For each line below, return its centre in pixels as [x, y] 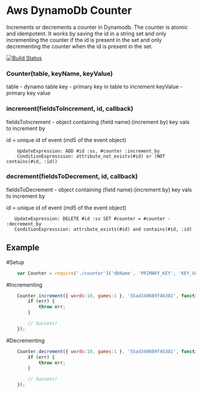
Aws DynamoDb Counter [69, 11]
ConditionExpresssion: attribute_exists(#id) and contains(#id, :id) [103, 229]
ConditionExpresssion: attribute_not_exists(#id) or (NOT [91, 156]
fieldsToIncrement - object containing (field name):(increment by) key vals [98, 122]
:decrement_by [24, 224]
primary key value [29, 93]
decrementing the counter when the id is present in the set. [80, 46]
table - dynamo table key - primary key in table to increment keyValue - [95, 87]
